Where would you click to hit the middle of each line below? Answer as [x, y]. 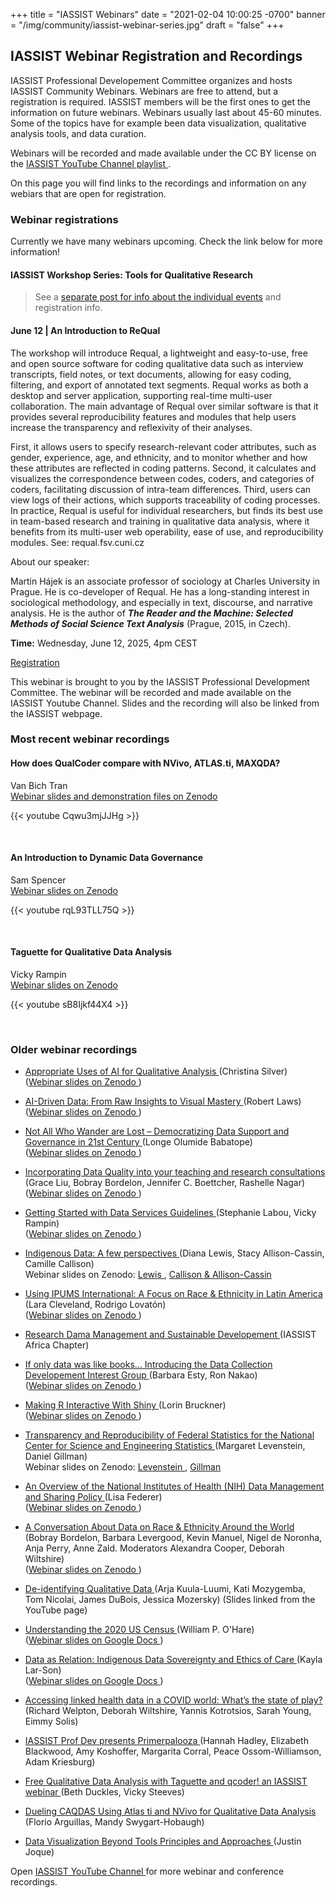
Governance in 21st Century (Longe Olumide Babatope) [138, 1142]
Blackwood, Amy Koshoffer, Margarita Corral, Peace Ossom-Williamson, [173, 1751]
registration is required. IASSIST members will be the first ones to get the [160, 101]
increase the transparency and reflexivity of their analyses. [131, 427]
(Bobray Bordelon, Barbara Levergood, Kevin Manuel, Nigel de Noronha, [173, 1538]
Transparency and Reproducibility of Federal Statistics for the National [169, 1435]
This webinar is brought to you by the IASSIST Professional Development [160, 681]
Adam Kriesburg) [60, 1762]
